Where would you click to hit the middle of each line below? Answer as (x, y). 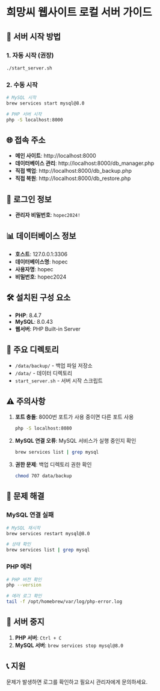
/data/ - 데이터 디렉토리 (44, 373)
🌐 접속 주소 (26, 140)
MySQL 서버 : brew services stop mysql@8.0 (69, 645)
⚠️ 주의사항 (26, 401)
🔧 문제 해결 (26, 496)
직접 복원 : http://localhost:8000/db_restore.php (73, 178)
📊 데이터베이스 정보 (41, 236)
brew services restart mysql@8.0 (48, 533)
